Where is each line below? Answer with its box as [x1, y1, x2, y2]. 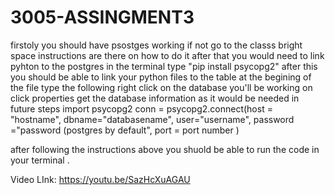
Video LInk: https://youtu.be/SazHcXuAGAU [10, 173, 191, 185]
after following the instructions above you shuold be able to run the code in [10, 143, 320, 155]
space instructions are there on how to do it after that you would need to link [10, 49, 325, 61]
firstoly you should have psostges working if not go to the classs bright [10, 39, 303, 51]
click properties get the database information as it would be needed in [10, 92, 300, 104]
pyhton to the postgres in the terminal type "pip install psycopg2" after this [10, 60, 318, 72]
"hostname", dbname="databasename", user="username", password [10, 113, 295, 125]
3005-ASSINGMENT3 [10, 6, 195, 29]
